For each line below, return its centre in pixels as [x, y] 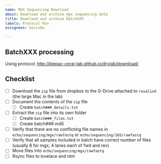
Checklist [20, 79]
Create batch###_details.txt [49, 107]
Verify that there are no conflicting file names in [60, 129]
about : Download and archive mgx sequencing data [57, 14]
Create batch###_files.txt [47, 118]
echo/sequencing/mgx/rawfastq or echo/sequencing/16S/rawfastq [77, 135]
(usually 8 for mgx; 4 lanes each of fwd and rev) [60, 145]
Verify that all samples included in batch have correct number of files [81, 140]
